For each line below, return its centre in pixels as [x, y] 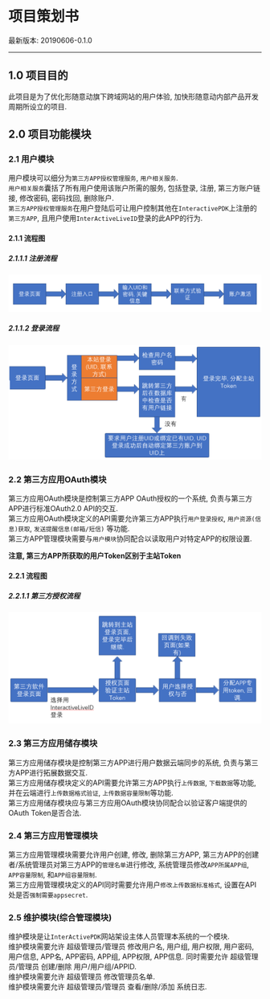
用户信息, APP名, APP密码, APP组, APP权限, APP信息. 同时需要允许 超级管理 [133, 956]
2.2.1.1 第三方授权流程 [44, 596]
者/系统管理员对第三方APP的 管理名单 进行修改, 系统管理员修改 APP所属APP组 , [129, 865]
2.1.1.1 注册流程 [33, 258]
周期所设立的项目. [38, 106]
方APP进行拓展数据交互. [48, 772]
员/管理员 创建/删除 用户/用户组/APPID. [72, 967]
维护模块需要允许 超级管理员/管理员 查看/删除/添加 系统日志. [108, 987]
